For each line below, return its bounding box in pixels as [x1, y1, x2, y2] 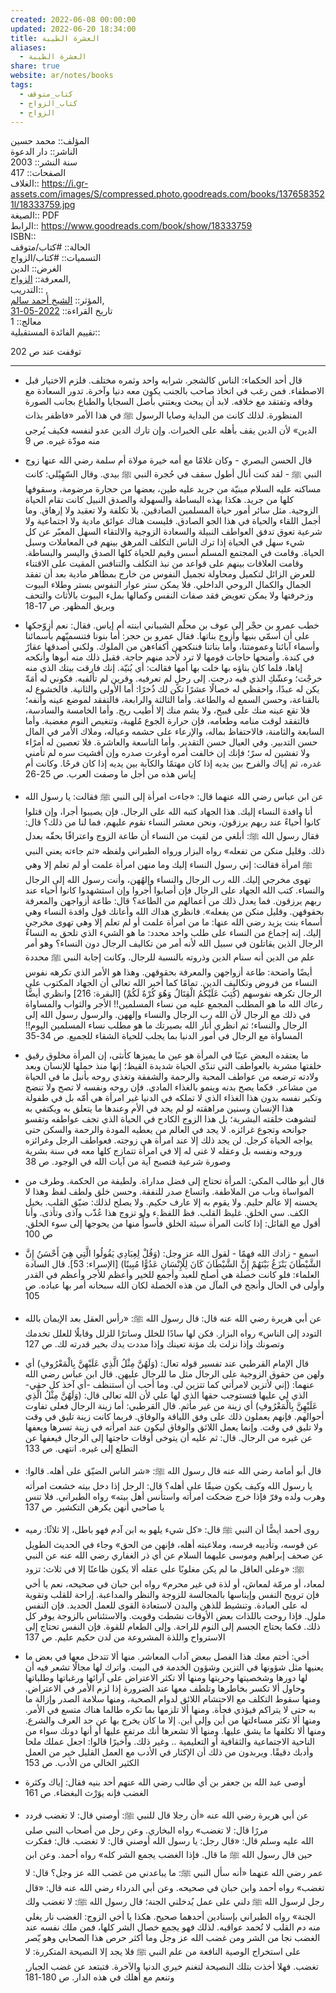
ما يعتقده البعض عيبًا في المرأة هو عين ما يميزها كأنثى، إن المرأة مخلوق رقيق [24, 1049, 309, 1061]
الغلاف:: [10, 177, 40, 190]
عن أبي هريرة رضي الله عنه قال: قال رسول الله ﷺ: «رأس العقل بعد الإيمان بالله [24, 1312, 322, 1325]
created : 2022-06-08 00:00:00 [10, 14, 137, 25]
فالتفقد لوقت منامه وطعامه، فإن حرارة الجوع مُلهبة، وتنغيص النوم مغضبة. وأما [24, 715, 310, 727]
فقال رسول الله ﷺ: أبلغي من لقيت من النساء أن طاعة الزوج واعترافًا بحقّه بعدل [24, 830, 320, 842]
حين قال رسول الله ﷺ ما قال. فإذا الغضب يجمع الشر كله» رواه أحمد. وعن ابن [24, 1849, 313, 1861]
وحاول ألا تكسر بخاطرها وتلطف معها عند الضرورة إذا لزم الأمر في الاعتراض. [24, 1682, 306, 1695]
